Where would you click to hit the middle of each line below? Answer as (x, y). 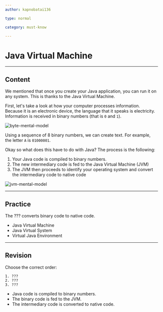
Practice (18, 204)
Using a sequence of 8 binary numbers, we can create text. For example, (78, 135)
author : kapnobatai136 (28, 10)
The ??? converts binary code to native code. (50, 215)
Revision (18, 256)
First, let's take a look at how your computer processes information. (73, 106)
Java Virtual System (32, 230)
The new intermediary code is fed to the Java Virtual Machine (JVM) (80, 164)
